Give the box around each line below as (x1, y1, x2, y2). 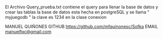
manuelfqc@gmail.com (5, 29, 52, 34)
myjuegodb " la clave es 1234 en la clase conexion (5, 14, 107, 20)
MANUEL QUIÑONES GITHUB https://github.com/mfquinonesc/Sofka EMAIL (5, 24, 158, 29)
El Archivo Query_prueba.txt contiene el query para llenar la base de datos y (5, 4, 159, 10)
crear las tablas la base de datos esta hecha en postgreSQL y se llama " (5, 9, 150, 15)
